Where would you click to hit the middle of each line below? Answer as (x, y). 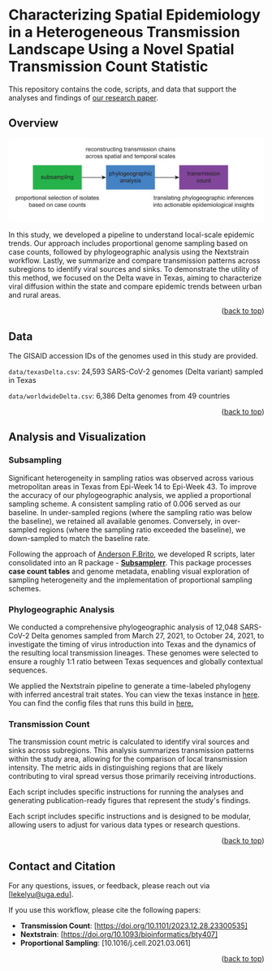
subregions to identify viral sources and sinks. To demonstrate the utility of (134, 269)
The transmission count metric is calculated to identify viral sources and (129, 742)
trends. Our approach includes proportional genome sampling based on (128, 243)
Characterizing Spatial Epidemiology (135, 15)
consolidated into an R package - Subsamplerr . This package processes (130, 562)
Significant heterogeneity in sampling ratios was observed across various (131, 478)
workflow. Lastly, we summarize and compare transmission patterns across (134, 260)
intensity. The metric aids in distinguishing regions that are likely (116, 767)
